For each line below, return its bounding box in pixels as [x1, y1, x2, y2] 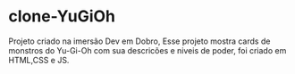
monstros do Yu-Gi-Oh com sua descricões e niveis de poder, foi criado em [8, 45, 287, 55]
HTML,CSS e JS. [8, 54, 70, 65]
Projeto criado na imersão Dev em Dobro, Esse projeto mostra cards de [8, 36, 271, 46]
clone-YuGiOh [8, 6, 116, 27]
